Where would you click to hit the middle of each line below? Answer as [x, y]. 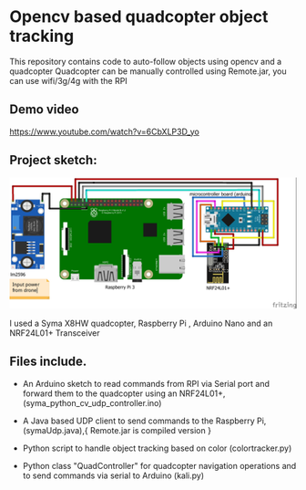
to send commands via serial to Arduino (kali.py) [113, 475]
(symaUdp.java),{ [55, 430]
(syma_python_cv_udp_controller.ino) [92, 402]
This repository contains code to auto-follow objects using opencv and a [146, 61]
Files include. [48, 362]
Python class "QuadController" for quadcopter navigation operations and [159, 465]
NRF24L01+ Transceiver [55, 333]
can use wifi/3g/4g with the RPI [68, 80]
